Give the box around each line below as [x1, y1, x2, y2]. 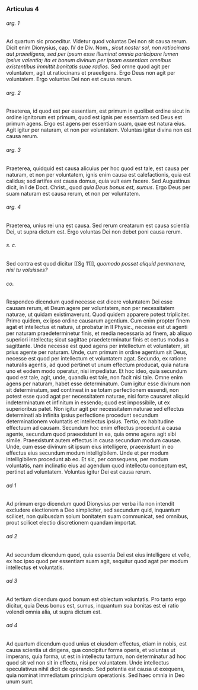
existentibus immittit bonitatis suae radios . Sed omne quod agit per [6, 63, 170, 70]
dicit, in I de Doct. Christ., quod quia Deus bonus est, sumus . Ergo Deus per [6, 183, 191, 191]
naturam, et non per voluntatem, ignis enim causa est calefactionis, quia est [6, 171, 191, 178]
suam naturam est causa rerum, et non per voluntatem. [6, 190, 140, 197]
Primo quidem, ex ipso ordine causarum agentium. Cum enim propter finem [6, 317, 190, 324]
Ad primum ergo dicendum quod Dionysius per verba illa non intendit [6, 500, 175, 507]
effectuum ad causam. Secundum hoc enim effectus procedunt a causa [6, 424, 181, 432]
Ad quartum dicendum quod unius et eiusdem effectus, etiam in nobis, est [6, 640, 187, 647]
